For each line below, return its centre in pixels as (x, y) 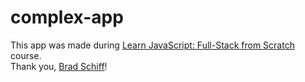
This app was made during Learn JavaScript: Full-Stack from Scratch (152, 45)
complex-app (67, 17)
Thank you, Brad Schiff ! (59, 66)
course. (26, 55)
